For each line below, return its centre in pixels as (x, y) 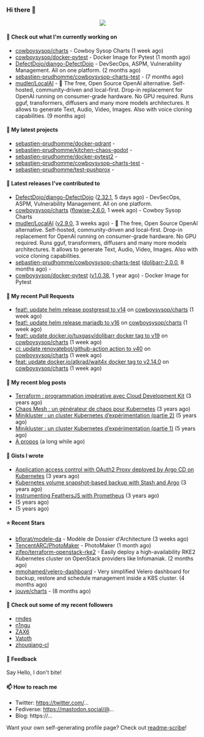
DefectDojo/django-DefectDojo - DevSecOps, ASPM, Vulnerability (98, 63)
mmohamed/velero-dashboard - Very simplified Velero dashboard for (103, 571)
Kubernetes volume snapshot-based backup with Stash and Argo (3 (100, 482)
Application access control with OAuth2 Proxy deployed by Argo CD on (104, 469)
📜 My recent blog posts (36, 382)
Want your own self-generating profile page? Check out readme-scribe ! (97, 728)
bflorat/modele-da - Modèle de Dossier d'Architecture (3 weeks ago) (102, 539)
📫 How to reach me (32, 687)
